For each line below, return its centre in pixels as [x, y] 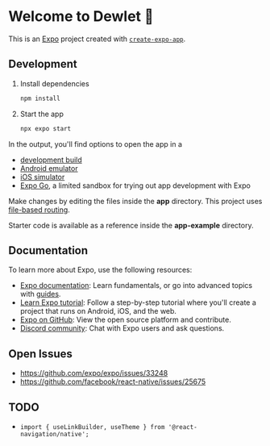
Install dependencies [55, 83]
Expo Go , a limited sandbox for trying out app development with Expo [135, 185]
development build [51, 160]
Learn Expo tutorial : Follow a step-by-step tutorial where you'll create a [138, 302]
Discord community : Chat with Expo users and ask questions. [122, 328]
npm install [40, 98]
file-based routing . [39, 210]
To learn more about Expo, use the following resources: [100, 270]
